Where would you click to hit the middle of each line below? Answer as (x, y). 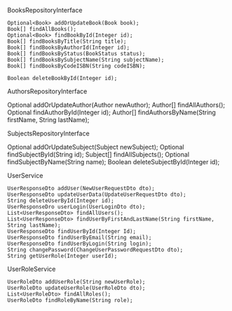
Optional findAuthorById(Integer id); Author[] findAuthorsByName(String (111, 112)
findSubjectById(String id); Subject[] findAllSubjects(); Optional (98, 154)
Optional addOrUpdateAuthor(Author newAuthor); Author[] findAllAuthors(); (116, 105)
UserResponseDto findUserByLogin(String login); (80, 244)
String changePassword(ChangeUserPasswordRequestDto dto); (95, 250)
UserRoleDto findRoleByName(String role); (70, 300)
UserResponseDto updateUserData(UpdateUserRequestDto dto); (97, 194)
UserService (25, 176)
